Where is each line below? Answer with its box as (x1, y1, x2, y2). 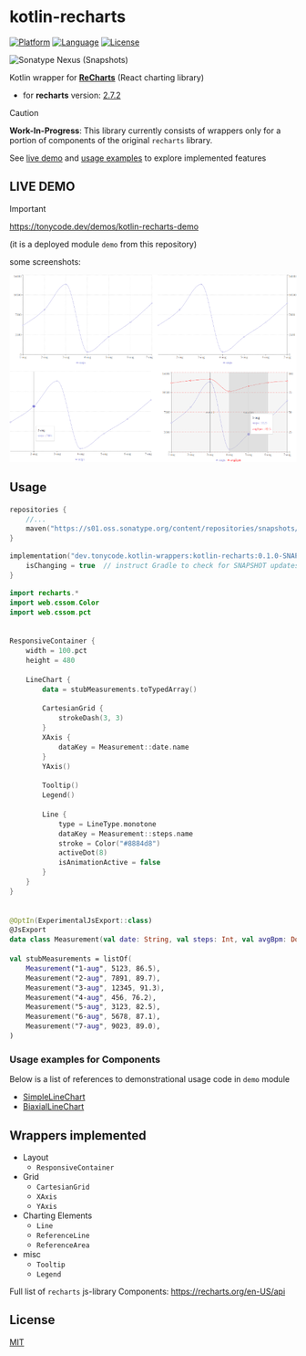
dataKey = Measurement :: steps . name (57, 829, 194, 838)
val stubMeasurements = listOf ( (9, 954, 132, 964)
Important (9, 203, 46, 214)
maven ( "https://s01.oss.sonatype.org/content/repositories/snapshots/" (25, 524, 303, 533)
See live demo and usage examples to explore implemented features (9, 152, 267, 163)
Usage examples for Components (9, 1053, 161, 1066)
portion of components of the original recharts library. (9, 134, 213, 145)
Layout (22, 1152, 49, 1163)
